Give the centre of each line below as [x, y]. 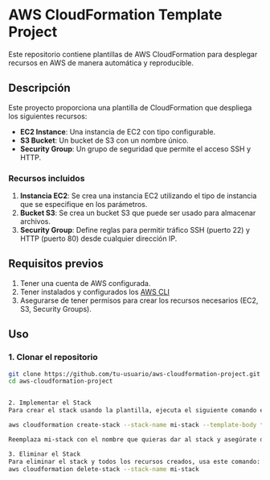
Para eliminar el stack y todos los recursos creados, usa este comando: [135, 461]
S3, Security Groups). [56, 308]
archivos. [35, 221]
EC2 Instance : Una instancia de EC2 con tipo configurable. [118, 131]
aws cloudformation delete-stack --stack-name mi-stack [104, 469]
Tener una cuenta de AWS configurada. [85, 283]
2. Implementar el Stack [50, 403]
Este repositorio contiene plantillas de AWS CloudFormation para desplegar [133, 54]
